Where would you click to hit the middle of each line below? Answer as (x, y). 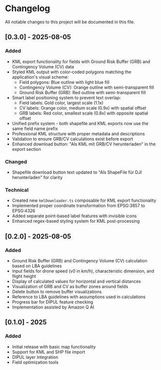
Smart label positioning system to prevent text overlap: (66, 97)
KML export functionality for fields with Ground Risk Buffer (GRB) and (81, 62)
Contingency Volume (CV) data (43, 66)
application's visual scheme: (40, 77)
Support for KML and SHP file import (49, 352)
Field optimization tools (35, 362)
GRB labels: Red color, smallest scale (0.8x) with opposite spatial (84, 113)
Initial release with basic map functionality (54, 347)
